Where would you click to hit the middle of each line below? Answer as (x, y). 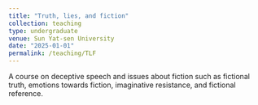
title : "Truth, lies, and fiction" (69, 16)
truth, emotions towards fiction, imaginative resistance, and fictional (122, 85)
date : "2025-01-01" (42, 46)
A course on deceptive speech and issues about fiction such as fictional (129, 76)
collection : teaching (45, 23)
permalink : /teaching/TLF (52, 53)
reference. (26, 93)
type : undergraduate (44, 31)
